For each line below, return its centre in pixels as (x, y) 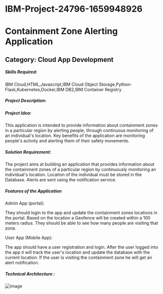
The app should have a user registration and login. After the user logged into (81, 247)
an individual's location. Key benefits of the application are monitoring (75, 136)
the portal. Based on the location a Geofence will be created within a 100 (78, 218)
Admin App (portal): (25, 203)
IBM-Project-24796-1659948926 (74, 9)
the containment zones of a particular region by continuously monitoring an (81, 170)
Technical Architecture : (30, 274)
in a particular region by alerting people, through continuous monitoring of (79, 131)
